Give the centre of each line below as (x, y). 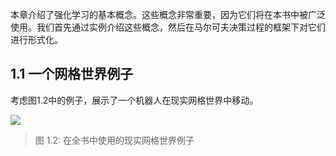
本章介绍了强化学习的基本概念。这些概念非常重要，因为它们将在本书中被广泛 (168, 14)
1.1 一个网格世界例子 (72, 74)
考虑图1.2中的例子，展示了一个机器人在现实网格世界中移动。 (134, 100)
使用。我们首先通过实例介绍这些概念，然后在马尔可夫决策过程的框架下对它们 (168, 27)
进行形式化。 (36, 39)
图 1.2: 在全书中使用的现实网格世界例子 (114, 140)
